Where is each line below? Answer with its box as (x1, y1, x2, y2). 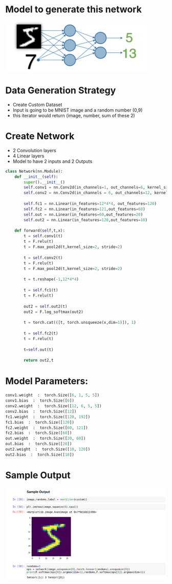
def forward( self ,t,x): (14, 228, 66, 234)
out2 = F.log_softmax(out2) (24, 309, 83, 315)
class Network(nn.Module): (5, 169, 63, 174)
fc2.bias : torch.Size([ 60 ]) (5, 430, 72, 436)
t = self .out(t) (24, 347, 54, 352)
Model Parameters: (5, 375, 89, 387)
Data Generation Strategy (5, 85, 116, 96)
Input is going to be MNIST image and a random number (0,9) (12, 107, 143, 113)
